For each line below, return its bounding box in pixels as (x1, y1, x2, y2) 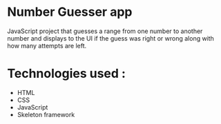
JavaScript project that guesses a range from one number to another (7, 27, 203, 35)
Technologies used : (7, 66, 126, 81)
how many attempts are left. (7, 41, 87, 50)
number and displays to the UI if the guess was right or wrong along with (7, 34, 214, 42)
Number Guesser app (7, 4, 133, 20)
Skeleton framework (17, 110, 75, 118)
